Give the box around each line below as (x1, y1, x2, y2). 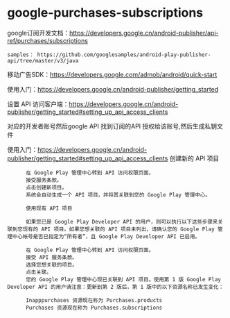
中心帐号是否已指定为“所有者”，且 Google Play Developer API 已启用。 (12, 233, 201, 240)
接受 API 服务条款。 (25, 253, 78, 261)
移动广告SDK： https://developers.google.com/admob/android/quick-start (7, 70, 218, 78)
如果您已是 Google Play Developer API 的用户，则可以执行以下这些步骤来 (25, 218, 218, 225)
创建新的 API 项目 (169, 154, 220, 162)
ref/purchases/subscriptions (7, 36, 89, 44)
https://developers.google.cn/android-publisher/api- (69, 28, 220, 37)
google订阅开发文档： (7, 28, 70, 37)
